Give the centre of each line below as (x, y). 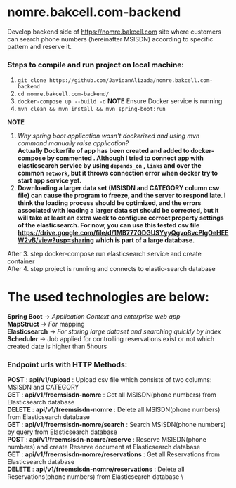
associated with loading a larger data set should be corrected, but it (118, 211)
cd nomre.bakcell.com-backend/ (63, 94)
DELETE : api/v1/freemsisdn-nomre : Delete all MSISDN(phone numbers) (114, 410)
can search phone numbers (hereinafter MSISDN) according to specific (110, 39)
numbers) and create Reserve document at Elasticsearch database (104, 447)
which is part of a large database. (145, 240)
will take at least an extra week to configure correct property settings (120, 218)
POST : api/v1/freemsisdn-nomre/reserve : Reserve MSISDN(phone (107, 440)
